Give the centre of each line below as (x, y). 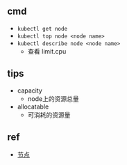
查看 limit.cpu (47, 51)
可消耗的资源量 (49, 115)
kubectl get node (42, 29)
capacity (30, 91)
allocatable (33, 107)
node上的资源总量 (53, 99)
